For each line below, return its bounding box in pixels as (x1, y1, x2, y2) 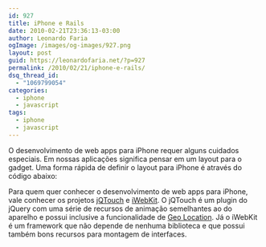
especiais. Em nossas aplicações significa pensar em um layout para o (8, 154, 243, 164)
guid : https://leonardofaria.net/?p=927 (8, 57, 146, 65)
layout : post (8, 49, 52, 57)
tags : (8, 109, 27, 117)
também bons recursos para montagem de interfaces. (8, 229, 187, 239)
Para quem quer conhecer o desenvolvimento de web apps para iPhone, (8, 186, 248, 196)
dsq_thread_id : (8, 71, 59, 79)
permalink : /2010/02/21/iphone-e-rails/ (8, 64, 146, 72)
